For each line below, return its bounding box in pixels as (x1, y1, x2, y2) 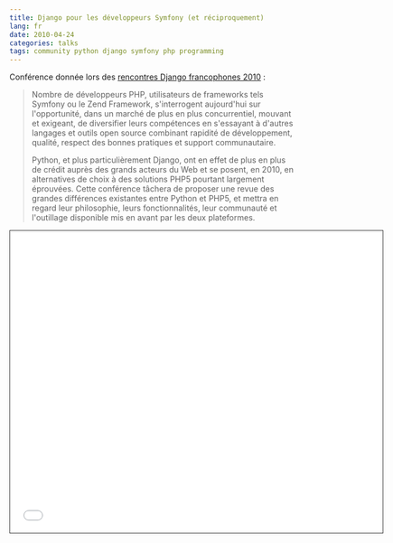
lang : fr (9, 22, 42, 31)
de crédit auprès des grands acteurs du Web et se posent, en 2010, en (31, 164, 295, 175)
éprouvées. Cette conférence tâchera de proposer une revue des (31, 183, 275, 194)
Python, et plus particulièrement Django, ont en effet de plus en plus (31, 154, 286, 165)
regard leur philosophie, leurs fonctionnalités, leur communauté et (31, 202, 277, 213)
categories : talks (9, 38, 79, 48)
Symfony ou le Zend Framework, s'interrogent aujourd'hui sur (31, 98, 261, 109)
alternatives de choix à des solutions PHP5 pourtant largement (31, 173, 265, 185)
